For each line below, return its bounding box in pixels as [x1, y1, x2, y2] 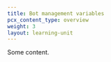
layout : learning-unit [7, 29, 73, 37]
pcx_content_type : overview [7, 17, 89, 23]
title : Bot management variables [7, 10, 105, 17]
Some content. [7, 48, 50, 56]
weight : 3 [7, 23, 36, 30]
